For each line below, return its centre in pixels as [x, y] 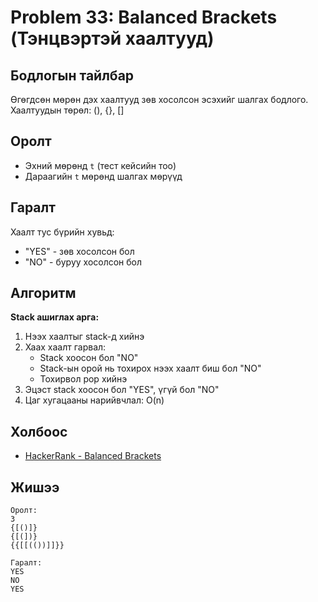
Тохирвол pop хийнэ [83, 379]
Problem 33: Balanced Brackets [144, 17]
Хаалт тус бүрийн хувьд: [62, 232]
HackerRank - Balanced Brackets [93, 456]
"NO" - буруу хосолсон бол [83, 262]
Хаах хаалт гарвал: [65, 347]
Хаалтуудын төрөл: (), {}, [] [67, 110]
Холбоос [39, 431]
